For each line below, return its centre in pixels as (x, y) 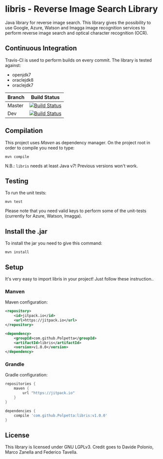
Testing (17, 181)
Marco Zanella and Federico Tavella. (41, 452)
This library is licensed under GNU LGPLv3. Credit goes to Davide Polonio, (79, 447)
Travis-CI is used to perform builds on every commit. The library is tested (79, 60)
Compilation (24, 131)
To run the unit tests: (26, 193)
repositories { (20, 384)
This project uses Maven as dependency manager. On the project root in (78, 142)
